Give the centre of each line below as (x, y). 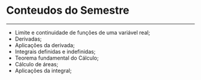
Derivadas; (28, 39)
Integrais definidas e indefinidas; (55, 51)
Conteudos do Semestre (68, 10)
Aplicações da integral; (43, 70)
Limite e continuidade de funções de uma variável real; (83, 32)
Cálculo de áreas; (36, 64)
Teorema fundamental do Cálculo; (57, 58)
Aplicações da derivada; (45, 45)
